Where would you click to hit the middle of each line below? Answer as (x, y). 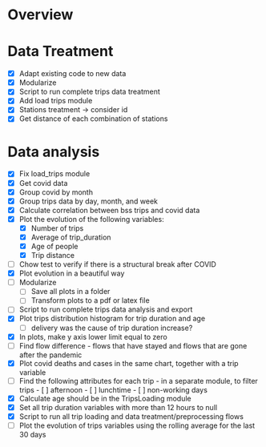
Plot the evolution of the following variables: (92, 219)
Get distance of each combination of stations (93, 119)
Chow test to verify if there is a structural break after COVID (118, 264)
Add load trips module (56, 101)
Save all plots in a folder (71, 292)
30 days (32, 435)
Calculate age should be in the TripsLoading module (105, 398)
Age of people (54, 246)
